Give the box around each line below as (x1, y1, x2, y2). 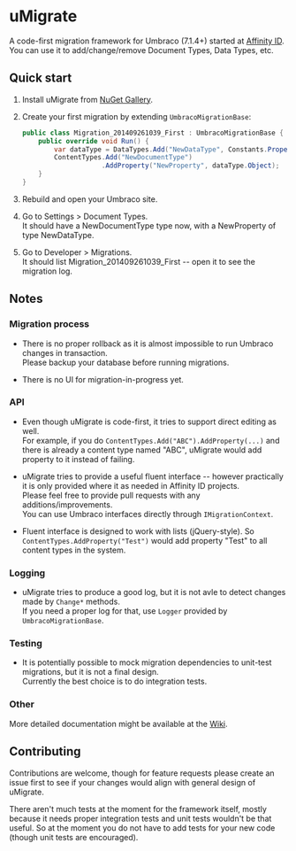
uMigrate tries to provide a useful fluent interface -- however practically (21, 471, 285, 482)
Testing (9, 638, 42, 650)
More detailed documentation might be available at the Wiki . (9, 718, 228, 729)
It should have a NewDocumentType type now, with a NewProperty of (21, 220, 277, 231)
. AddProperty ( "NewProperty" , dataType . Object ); (101, 161, 280, 170)
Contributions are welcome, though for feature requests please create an (9, 768, 276, 778)
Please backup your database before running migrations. (21, 357, 230, 367)
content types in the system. (21, 545, 126, 555)
